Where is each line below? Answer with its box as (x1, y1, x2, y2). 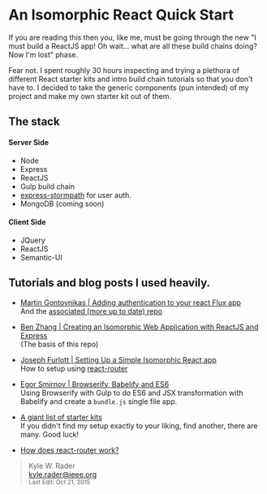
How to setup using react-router (19, 363, 128, 373)
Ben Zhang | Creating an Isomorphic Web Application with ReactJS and (19, 322, 259, 332)
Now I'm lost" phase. (8, 49, 79, 59)
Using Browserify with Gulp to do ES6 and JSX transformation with (19, 388, 243, 397)
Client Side (8, 217, 46, 227)
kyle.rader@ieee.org (28, 469, 97, 479)
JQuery (19, 235, 46, 245)
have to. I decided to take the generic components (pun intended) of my (8, 83, 249, 92)
